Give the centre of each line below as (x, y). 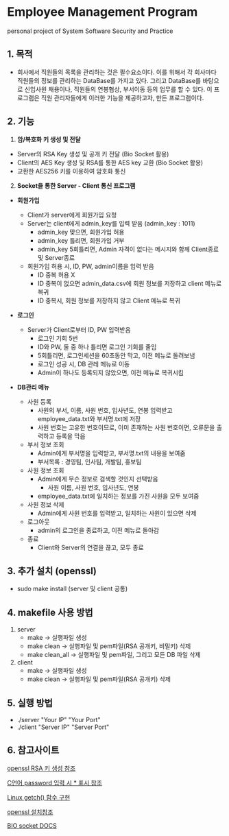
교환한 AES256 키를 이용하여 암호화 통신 (71, 171)
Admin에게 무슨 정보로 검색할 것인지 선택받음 (98, 479)
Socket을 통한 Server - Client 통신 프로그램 (76, 185)
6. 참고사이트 (33, 751)
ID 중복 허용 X (56, 274)
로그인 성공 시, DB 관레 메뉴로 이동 (84, 363)
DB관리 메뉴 (33, 387)
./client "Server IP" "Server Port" (63, 727)
